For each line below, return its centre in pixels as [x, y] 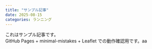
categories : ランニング [29, 19]
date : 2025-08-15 [24, 15]
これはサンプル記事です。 [32, 35]
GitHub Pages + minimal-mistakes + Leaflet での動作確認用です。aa [76, 41]
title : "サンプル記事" [27, 10]
